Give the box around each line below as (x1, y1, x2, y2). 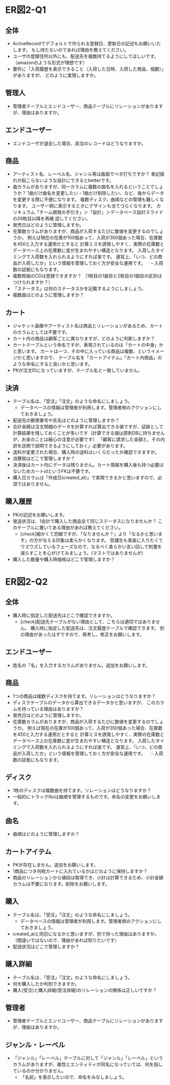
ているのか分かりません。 (12, 1068, 66, 1074)
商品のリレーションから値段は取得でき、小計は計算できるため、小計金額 (12, 874, 164, 880)
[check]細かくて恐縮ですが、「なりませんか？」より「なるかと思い (20, 531, 158, 537)
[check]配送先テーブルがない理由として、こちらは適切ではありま (20, 619, 156, 625)
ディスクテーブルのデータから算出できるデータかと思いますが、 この (12, 699, 156, 705)
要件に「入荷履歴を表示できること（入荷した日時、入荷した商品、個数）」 (12, 66, 164, 72)
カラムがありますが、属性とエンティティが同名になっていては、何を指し (12, 1062, 163, 1068)
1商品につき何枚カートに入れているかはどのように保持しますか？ (12, 868, 148, 874)
